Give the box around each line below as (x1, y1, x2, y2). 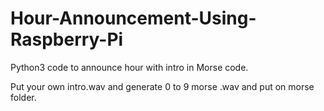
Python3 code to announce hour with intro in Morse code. (10, 61, 249, 73)
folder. (10, 91, 37, 103)
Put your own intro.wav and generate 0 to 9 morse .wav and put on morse (10, 80, 315, 92)
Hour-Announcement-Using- (10, 7, 257, 30)
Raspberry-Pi (10, 28, 124, 51)
